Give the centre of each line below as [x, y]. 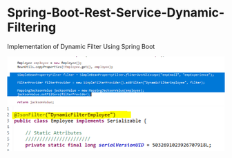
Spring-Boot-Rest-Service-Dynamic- [116, 13]
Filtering [32, 27]
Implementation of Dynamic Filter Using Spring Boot [81, 46]
